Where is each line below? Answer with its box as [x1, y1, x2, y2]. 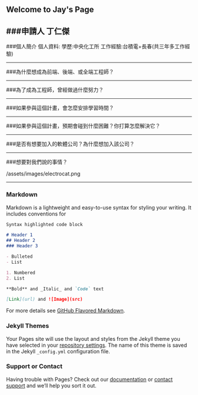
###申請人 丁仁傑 [6, 26, 70, 36]
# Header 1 [6, 232, 33, 238]
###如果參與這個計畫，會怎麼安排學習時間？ [6, 104, 114, 111]
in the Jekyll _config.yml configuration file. [6, 347, 110, 355]
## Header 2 [6, 238, 35, 244]
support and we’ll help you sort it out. [6, 382, 97, 389]
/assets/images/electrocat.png [6, 170, 81, 177]
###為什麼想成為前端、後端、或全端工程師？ [6, 68, 114, 75]
